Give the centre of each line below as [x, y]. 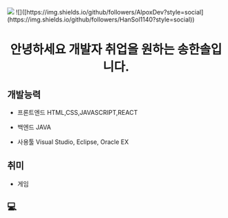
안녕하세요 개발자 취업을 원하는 [92, 49]
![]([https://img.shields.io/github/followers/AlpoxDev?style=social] [110, 12]
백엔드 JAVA [34, 127]
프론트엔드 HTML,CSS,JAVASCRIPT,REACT [77, 112]
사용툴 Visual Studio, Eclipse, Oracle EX [73, 142]
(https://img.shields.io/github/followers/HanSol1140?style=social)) [101, 19]
